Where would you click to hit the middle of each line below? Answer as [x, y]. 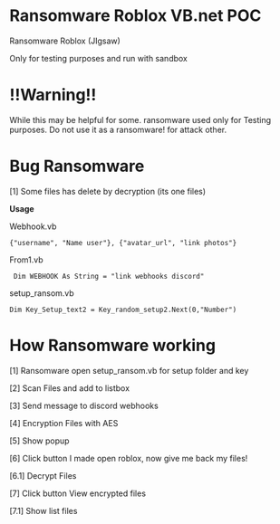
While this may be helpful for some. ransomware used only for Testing [140, 119]
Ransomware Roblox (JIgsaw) [65, 41]
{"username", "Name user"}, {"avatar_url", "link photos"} [123, 243]
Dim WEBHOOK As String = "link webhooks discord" [109, 276]
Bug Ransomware [77, 166]
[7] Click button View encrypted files [78, 493]
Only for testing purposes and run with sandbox [98, 58]
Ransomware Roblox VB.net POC [135, 16]
